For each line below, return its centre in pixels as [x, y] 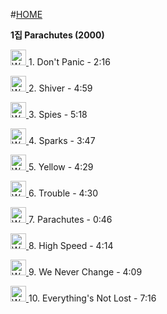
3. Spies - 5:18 [58, 114]
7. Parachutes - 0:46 [70, 219]
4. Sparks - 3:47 [62, 140]
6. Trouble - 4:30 [63, 193]
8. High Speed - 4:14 [71, 245]
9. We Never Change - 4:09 [85, 272]
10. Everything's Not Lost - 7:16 [92, 298]
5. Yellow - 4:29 [61, 167]
